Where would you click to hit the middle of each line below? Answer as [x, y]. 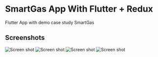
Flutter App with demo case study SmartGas [50, 22]
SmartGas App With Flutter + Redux [79, 9]
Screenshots [25, 38]
